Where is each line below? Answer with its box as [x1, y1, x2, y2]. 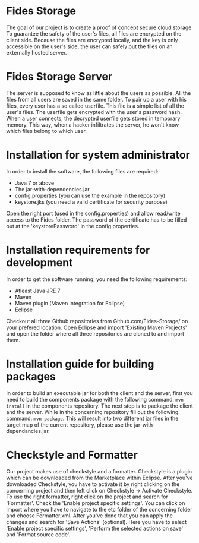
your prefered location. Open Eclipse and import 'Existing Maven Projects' [6, 324, 187, 331]
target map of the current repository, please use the [6, 421, 133, 428]
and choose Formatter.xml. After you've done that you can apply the [6, 512, 173, 519]
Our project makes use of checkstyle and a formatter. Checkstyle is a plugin [6, 468, 192, 475]
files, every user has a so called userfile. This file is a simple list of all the [6, 102, 184, 109]
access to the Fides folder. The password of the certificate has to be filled [6, 216, 187, 223]
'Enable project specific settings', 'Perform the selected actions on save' [6, 525, 184, 532]
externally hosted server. [6, 49, 67, 56]
